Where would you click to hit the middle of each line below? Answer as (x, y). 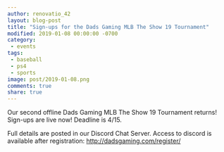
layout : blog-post (34, 20)
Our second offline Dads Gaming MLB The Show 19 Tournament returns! (112, 113)
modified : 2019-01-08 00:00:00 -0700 (63, 33)
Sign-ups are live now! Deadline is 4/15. (64, 120)
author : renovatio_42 (39, 14)
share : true (25, 92)
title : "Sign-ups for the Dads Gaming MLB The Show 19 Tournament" (108, 27)
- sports (23, 72)
